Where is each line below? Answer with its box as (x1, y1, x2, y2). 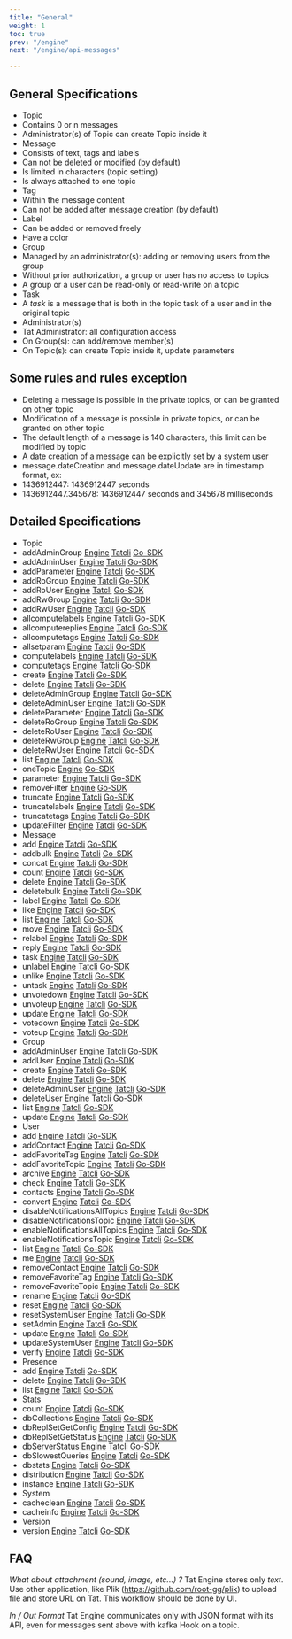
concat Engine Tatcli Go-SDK (21, 857, 128, 868)
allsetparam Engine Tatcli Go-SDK (21, 641, 146, 652)
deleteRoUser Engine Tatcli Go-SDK (21, 725, 153, 736)
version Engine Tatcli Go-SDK (21, 1525, 131, 1536)
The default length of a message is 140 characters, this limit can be (21, 431, 267, 443)
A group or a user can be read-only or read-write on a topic (21, 279, 240, 290)
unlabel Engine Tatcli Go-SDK (21, 961, 130, 971)
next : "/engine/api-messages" (9, 46, 121, 55)
